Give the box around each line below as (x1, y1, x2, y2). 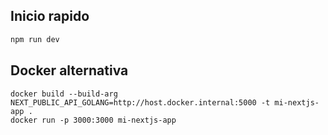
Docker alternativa (10, 62, 129, 79)
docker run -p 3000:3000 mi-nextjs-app (10, 115, 177, 125)
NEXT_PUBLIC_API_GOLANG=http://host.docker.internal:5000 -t (10, 97, 271, 108)
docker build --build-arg (10, 89, 118, 99)
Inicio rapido (10, 8, 90, 25)
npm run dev (10, 34, 60, 44)
